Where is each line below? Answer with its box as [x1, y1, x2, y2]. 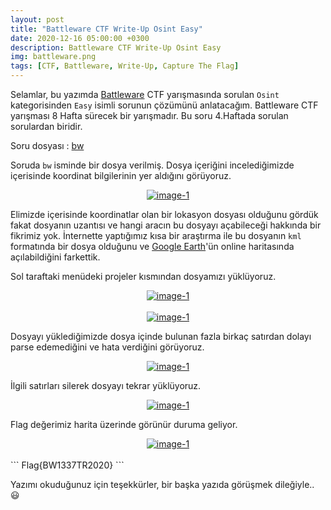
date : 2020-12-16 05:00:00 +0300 [10, 33, 150, 43]
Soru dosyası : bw [10, 140, 85, 151]
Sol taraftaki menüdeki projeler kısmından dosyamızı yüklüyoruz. [10, 271, 277, 282]
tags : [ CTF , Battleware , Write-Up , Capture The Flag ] [10, 61, 240, 71]
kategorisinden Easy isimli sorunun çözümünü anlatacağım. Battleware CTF [10, 99, 319, 111]
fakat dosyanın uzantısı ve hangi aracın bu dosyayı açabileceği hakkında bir [10, 219, 322, 231]
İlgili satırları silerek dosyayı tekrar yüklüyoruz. [10, 380, 202, 391]
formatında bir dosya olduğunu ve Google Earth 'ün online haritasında [10, 241, 295, 252]
